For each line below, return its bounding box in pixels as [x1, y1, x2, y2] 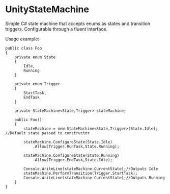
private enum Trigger [14, 81, 60, 86]
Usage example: [5, 36, 40, 42]
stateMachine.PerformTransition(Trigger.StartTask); [23, 171, 138, 176]
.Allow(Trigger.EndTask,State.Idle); [32, 157, 113, 162]
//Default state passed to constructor [5, 130, 90, 136]
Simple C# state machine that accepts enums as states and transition [5, 20, 151, 27]
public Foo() [14, 117, 42, 122]
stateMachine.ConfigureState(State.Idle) [23, 139, 113, 144]
